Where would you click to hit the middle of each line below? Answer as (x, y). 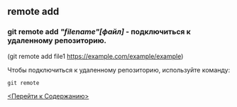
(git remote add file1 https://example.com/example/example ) (95, 56)
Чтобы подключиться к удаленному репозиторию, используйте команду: (119, 69)
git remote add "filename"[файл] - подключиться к (99, 32)
